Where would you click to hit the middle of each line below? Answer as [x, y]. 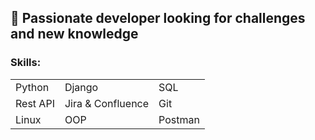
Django [81, 87]
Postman [179, 119]
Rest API [35, 103]
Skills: [26, 63]
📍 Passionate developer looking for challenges [158, 18]
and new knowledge [74, 34]
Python [32, 87]
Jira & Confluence [107, 103]
